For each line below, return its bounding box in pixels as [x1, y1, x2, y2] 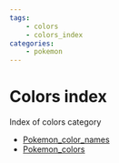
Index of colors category [9, 117, 102, 127]
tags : [9, 13, 30, 23]
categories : [9, 38, 55, 48]
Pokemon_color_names [22, 134, 111, 146]
